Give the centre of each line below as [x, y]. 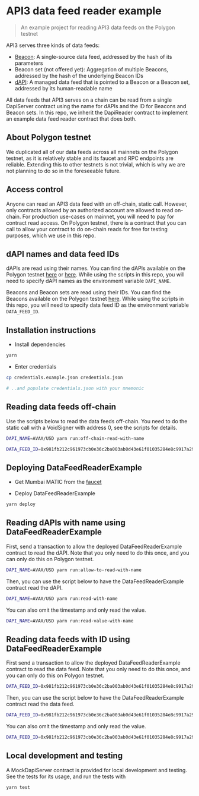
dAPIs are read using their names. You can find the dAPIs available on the [96, 268]
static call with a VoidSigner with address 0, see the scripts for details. [92, 427]
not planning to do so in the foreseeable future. [64, 171]
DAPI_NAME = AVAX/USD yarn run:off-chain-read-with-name [75, 438]
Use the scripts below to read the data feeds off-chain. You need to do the [97, 421]
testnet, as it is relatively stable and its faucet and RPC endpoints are [90, 158]
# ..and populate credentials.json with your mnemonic [75, 388]
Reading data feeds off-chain [61, 407]
